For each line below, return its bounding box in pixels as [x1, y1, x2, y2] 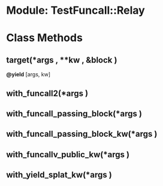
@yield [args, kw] [6, 71, 51, 78]
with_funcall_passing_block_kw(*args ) [6, 129, 158, 139]
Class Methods [6, 31, 83, 45]
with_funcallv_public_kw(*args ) [6, 149, 130, 160]
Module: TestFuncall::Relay [6, 4, 145, 17]
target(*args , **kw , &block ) [6, 55, 117, 65]
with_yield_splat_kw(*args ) [6, 170, 112, 180]
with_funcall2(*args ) [6, 88, 89, 98]
